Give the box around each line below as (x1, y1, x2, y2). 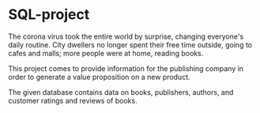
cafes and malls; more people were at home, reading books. (8, 48, 204, 58)
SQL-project (8, 6, 90, 24)
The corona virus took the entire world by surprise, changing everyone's (8, 32, 244, 41)
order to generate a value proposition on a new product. (8, 72, 191, 81)
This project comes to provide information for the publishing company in (8, 63, 243, 73)
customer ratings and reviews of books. (8, 96, 138, 105)
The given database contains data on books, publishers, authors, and (8, 87, 234, 96)
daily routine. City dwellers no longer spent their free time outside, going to (8, 40, 253, 49)
